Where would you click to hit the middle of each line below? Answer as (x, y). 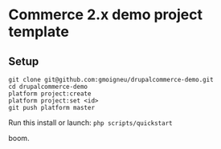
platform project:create (50, 94)
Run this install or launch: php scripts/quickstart (90, 123)
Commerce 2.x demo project (106, 15)
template (39, 32)
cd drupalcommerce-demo (48, 87)
